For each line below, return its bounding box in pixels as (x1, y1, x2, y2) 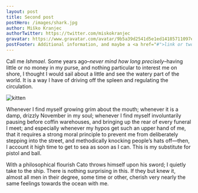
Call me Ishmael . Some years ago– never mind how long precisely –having (6, 57, 183, 65)
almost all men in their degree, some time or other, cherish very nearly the (6, 174, 186, 181)
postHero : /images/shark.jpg (6, 19, 78, 25)
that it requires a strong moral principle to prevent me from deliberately (6, 130, 179, 138)
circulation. (6, 83, 34, 90)
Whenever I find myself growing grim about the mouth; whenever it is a (6, 106, 179, 113)
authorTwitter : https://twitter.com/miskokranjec (6, 31, 131, 37)
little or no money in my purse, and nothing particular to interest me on (6, 64, 177, 71)
